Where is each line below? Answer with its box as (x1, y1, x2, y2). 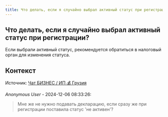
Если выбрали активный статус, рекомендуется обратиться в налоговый (5, 47, 161, 53)
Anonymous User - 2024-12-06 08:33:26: (5, 92, 91, 98)
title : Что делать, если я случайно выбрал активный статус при (5, 7, 142, 12)
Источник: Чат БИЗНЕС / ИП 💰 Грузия (5, 80, 86, 86)
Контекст (5, 66, 36, 75)
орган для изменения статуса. (5, 52, 70, 58)
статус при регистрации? (5, 33, 89, 42)
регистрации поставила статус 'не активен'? (17, 107, 113, 113)
